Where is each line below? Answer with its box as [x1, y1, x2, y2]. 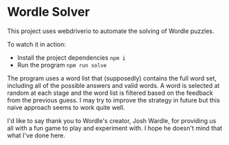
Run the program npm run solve [17, 60, 107, 69]
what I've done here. [7, 131, 65, 140]
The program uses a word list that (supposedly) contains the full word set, [7, 74, 217, 82]
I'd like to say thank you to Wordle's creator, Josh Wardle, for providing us [7, 116, 217, 124]
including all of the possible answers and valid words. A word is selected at [7, 81, 220, 89]
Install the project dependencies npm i [17, 53, 126, 62]
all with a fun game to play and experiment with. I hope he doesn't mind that [7, 124, 222, 132]
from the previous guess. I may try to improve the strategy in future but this [7, 96, 220, 104]
